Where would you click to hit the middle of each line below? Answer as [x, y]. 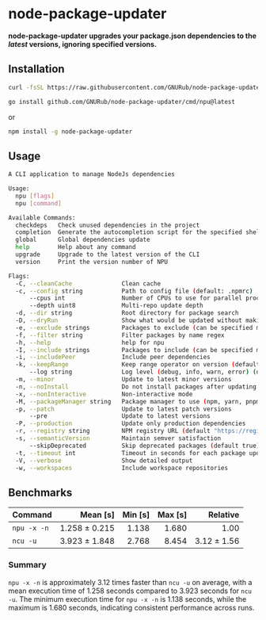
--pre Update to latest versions [120, 416]
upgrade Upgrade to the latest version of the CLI [108, 255]
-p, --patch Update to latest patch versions [123, 409]
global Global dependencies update [83, 240]
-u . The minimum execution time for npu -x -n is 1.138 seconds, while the [127, 599]
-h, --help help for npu [90, 343]
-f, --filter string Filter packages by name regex [120, 335]
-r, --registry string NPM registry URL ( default [113, 431]
